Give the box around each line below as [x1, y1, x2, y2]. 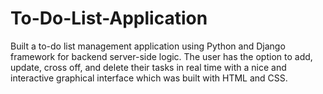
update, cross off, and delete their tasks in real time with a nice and [10, 61, 287, 73]
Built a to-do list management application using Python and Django [10, 40, 286, 52]
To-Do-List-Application [10, 7, 208, 30]
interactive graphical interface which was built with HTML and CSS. [10, 72, 288, 84]
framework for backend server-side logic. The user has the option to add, [10, 50, 313, 62]
